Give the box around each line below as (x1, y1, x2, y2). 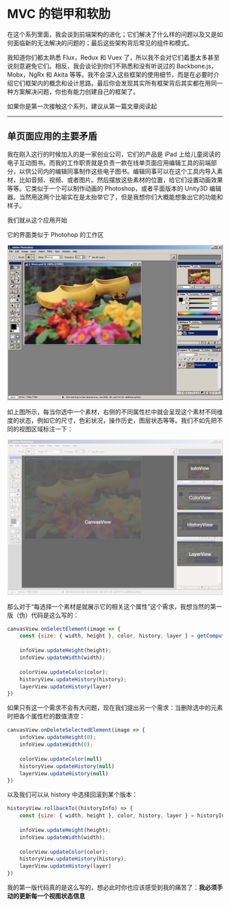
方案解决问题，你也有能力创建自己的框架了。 (12, 87, 139, 96)
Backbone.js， (176, 62, 218, 70)
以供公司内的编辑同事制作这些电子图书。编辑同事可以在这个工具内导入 (18, 167, 217, 175)
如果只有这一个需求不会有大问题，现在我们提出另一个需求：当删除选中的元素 (7, 703, 223, 712)
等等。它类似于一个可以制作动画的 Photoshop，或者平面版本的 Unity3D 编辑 (7, 184, 222, 192)
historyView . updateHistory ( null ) (19, 763, 115, 770)
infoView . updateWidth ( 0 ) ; (19, 741, 94, 748)
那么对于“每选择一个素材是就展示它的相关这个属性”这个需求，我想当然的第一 (7, 602, 222, 610)
